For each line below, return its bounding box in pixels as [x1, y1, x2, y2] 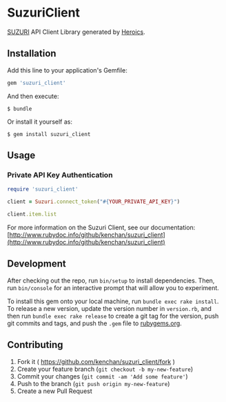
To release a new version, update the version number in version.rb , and [7, 304, 212, 312]
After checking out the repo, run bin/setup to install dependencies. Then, [7, 276, 215, 285]
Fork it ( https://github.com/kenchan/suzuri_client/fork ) [17, 357, 176, 365]
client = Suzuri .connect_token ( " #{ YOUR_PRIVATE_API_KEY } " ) [7, 198, 181, 205]
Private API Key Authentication [7, 170, 113, 180]
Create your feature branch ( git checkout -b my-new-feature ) [17, 365, 194, 373]
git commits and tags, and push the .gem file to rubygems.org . [7, 319, 183, 327]
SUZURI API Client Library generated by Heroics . [7, 28, 146, 36]
